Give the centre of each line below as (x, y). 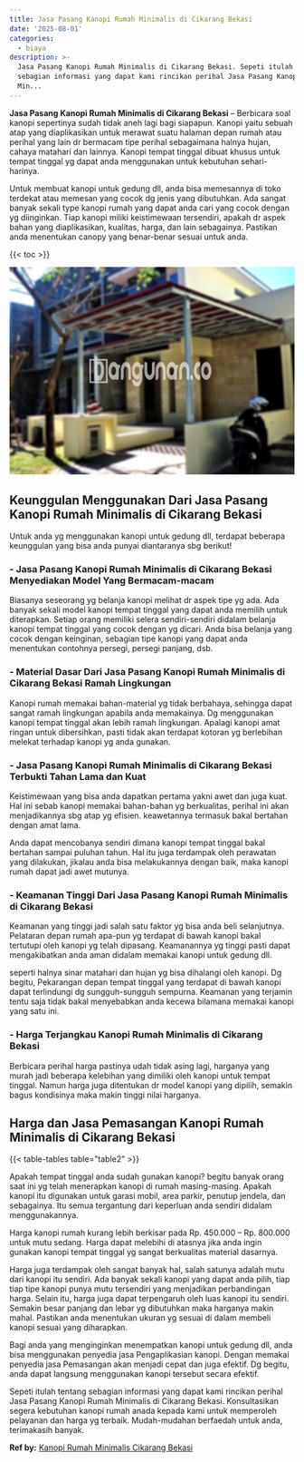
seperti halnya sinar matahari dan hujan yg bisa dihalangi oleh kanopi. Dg (146, 973)
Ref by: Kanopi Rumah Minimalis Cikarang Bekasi (101, 1447)
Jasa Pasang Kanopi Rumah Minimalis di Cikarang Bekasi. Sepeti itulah (156, 67)
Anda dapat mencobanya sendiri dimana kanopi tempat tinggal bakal (138, 843)
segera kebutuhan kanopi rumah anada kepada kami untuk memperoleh (143, 1411)
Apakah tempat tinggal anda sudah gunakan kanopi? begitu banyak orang (147, 1177)
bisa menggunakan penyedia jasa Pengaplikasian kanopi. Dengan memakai (149, 1355)
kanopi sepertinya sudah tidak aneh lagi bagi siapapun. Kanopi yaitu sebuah (151, 122)
